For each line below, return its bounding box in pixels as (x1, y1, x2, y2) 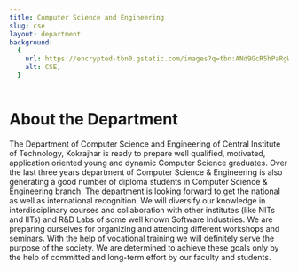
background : (9, 37, 53, 47)
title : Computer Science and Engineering (9, 12, 165, 22)
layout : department (9, 29, 82, 38)
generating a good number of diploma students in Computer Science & (9, 176, 268, 187)
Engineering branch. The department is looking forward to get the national (9, 186, 281, 196)
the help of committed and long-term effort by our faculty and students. (9, 251, 271, 262)
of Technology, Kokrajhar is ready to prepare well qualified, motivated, (9, 147, 266, 158)
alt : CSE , (25, 63, 62, 72)
